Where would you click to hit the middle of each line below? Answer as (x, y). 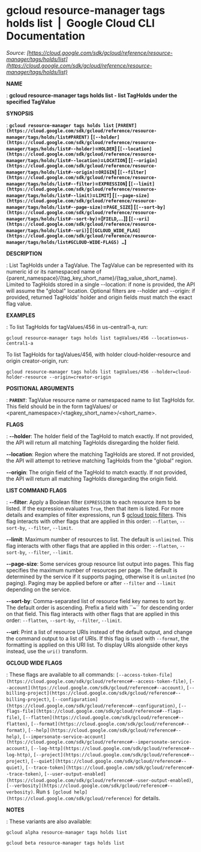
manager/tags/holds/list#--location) (53, 160)
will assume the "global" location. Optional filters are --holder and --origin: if (101, 290)
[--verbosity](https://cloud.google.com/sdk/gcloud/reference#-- (89, 786)
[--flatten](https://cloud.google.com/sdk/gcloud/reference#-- (103, 718)
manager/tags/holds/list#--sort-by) (52, 219)
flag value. (19, 303)
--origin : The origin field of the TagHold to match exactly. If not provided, (97, 472)
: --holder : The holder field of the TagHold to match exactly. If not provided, (100, 436)
